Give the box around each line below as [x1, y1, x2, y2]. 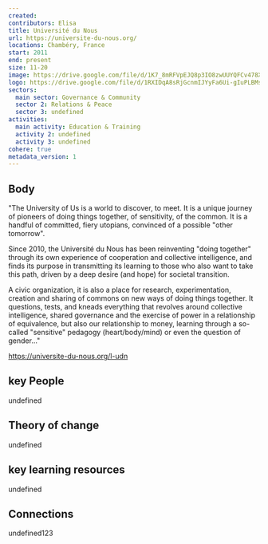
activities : [8, 116, 48, 124]
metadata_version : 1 [8, 152, 77, 160]
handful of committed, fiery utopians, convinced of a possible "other [8, 220, 234, 230]
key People [8, 374, 65, 388]
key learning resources [8, 463, 125, 477]
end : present [8, 57, 52, 65]
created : [8, 11, 37, 20]
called [8, 328, 29, 337]
